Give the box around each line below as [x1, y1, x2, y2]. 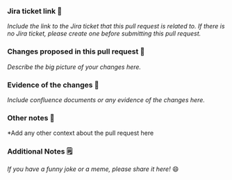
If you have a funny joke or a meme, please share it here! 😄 [7, 165, 179, 173]
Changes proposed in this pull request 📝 [7, 47, 145, 56]
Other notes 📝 [7, 113, 55, 122]
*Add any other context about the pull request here [7, 129, 154, 138]
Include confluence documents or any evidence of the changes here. [7, 95, 205, 104]
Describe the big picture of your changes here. [7, 63, 141, 71]
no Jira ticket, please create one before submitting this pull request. [7, 29, 201, 38]
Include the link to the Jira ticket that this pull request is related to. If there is [7, 22, 225, 31]
